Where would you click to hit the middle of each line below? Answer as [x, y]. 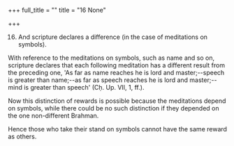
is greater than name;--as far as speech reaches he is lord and [98, 80]
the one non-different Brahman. [53, 115]
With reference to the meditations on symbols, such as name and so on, [111, 58]
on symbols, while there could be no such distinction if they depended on [114, 108]
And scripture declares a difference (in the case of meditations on [113, 37]
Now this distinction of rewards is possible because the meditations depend [117, 101]
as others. [22, 136]
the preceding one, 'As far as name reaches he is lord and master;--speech [116, 73]
